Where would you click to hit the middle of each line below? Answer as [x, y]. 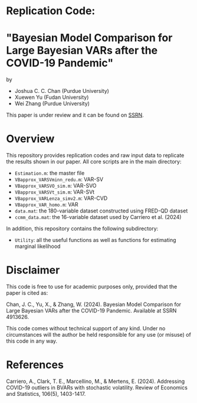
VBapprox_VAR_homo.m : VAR [46, 205]
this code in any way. [32, 341]
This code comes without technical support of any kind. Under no [86, 328]
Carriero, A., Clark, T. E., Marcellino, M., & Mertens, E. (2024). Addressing [96, 381]
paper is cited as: [27, 293]
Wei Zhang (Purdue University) [52, 104]
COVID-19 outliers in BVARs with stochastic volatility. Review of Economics [97, 387]
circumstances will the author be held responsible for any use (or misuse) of [99, 335]
